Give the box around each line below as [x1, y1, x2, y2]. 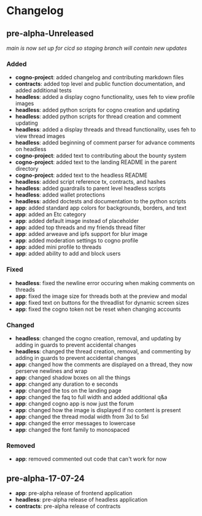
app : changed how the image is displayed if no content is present [15, 406, 181, 413]
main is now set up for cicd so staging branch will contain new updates [6, 44, 187, 52]
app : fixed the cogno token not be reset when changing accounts [15, 305, 181, 313]
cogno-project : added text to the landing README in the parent [15, 158, 177, 166]
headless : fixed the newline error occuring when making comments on [15, 279, 195, 286]
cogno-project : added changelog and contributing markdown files [15, 74, 184, 81]
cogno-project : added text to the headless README [15, 171, 148, 179]
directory [15, 165, 39, 173]
